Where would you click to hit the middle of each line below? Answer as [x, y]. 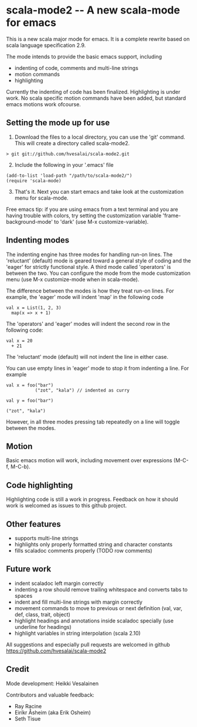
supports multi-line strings [46, 538]
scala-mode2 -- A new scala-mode [93, 10]
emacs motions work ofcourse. [43, 104]
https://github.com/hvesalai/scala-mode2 [56, 651]
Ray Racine [28, 706]
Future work [29, 569]
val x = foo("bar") [30, 385]
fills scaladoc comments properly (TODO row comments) [83, 551]
